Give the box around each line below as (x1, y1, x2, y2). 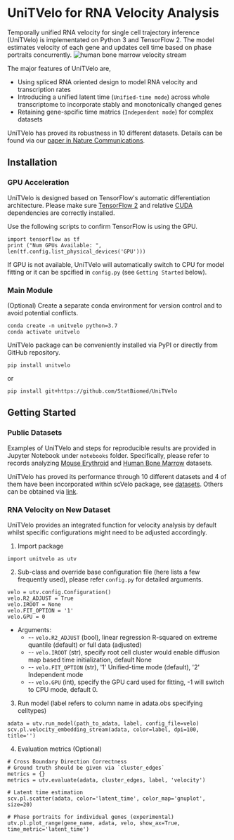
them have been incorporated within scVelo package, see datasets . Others (7, 480, 223, 488)
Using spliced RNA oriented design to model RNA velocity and (17, 77, 198, 86)
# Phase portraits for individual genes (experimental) (7, 813, 174, 820)
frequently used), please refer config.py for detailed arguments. (17, 575, 204, 584)
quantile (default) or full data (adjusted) (27, 641, 142, 649)
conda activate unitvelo (7, 328, 80, 335)
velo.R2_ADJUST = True (7, 595, 74, 602)
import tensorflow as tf (7, 235, 80, 243)
